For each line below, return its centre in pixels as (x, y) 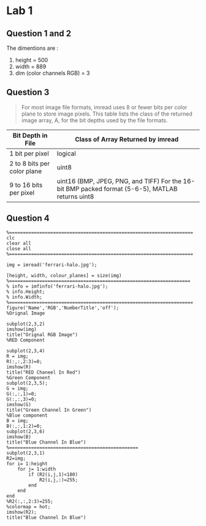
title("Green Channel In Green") (49, 410)
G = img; (17, 388)
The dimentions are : (32, 48)
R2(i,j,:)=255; (59, 480)
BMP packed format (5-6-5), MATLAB (121, 189)
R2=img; (16, 458)
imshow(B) (19, 437)
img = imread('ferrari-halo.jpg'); (52, 265)
